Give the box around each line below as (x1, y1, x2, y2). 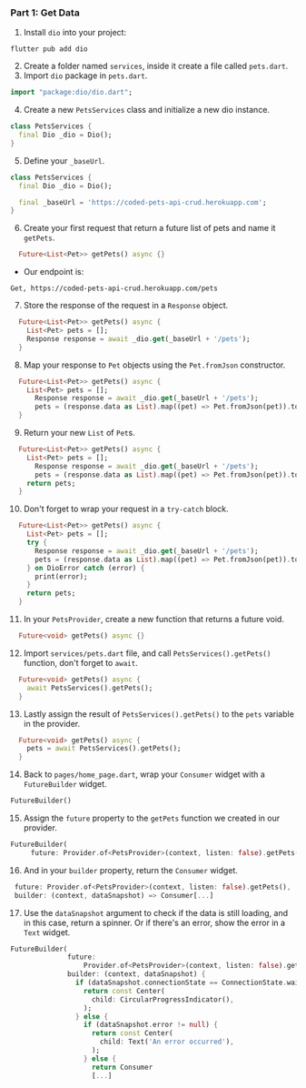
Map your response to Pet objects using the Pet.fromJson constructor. (23, 359, 286, 370)
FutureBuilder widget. (23, 779, 107, 790)
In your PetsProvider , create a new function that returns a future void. (23, 614, 285, 625)
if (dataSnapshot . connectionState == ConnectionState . (74, 978, 287, 988)
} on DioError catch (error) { (26, 563, 145, 572)
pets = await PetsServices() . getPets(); (26, 744, 182, 753)
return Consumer (91, 1063, 153, 1072)
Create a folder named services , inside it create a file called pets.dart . (23, 61, 289, 72)
